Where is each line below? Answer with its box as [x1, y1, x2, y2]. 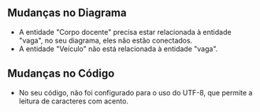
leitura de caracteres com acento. [18, 96, 129, 106]
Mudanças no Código [7, 67, 115, 80]
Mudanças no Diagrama [7, 6, 127, 20]
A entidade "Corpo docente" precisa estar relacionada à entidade [18, 27, 232, 36]
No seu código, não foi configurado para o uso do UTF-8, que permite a [18, 88, 253, 97]
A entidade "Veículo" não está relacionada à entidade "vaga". [18, 43, 218, 54]
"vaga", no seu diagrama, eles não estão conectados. [18, 35, 193, 45]
